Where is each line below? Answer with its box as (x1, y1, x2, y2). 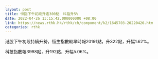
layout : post (5, 7, 32, 12)
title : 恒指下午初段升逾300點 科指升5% (5, 12, 79, 16)
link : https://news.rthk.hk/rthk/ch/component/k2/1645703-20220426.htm (5, 20, 153, 25)
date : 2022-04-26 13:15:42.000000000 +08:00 (5, 16, 97, 21)
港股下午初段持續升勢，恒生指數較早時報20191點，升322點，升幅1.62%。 (5, 39, 152, 45)
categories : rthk (5, 25, 40, 30)
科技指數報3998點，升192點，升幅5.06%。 (5, 49, 91, 55)
